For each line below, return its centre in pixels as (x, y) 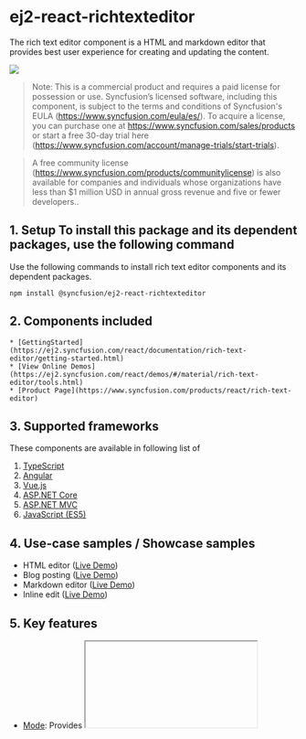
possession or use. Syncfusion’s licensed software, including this (154, 96)
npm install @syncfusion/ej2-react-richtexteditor (108, 293)
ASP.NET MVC (50, 505)
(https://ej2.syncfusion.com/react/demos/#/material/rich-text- (134, 374)
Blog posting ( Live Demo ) (70, 575)
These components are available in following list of (105, 448)
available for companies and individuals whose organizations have (156, 182)
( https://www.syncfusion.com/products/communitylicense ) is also (156, 172)
